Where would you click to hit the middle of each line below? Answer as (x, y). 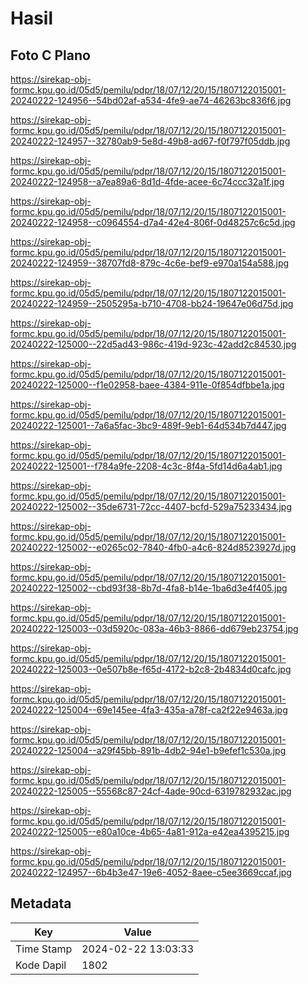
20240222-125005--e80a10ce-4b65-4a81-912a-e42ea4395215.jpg (150, 831)
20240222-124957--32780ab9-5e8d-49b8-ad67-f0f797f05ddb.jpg (150, 141)
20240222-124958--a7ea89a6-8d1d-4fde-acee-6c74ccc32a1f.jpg (147, 181)
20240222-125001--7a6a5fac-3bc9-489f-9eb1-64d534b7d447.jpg (148, 425)
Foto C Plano (50, 55)
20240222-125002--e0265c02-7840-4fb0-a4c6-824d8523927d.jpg (153, 547)
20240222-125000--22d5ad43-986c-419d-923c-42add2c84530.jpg (153, 344)
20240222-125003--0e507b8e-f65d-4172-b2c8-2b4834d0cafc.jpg (151, 669)
